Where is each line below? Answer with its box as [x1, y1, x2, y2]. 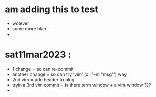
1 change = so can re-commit [12, 66, 74, 72]
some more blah [12, 25, 46, 31]
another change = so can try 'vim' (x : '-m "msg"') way [12, 71, 127, 77]
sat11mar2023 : [5, 49, 71, 60]
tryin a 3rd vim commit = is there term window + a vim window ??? [12, 82, 151, 88]
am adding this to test [5, 4, 99, 15]
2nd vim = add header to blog [12, 76, 75, 82]
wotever [12, 20, 29, 26]
